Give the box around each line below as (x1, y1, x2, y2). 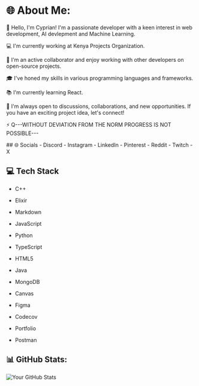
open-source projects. (6, 62, 62, 70)
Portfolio (14, 325, 37, 332)
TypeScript (14, 243, 43, 250)
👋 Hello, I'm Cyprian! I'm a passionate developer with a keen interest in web (6, 23, 193, 31)
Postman (14, 336, 37, 343)
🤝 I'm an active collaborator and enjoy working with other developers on (6, 56, 184, 63)
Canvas (14, 289, 34, 297)
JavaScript (14, 220, 42, 227)
